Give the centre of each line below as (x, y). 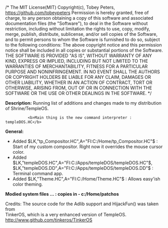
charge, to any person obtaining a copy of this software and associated (79, 18)
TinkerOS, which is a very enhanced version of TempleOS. (66, 215)
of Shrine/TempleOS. (27, 108)
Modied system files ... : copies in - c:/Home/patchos (62, 194)
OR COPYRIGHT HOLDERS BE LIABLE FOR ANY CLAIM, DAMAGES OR (78, 77)
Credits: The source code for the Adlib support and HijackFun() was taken (82, 204)
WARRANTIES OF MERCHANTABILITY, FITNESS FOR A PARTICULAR (76, 66)
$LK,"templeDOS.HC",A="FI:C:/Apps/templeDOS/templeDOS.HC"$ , (82, 163)
